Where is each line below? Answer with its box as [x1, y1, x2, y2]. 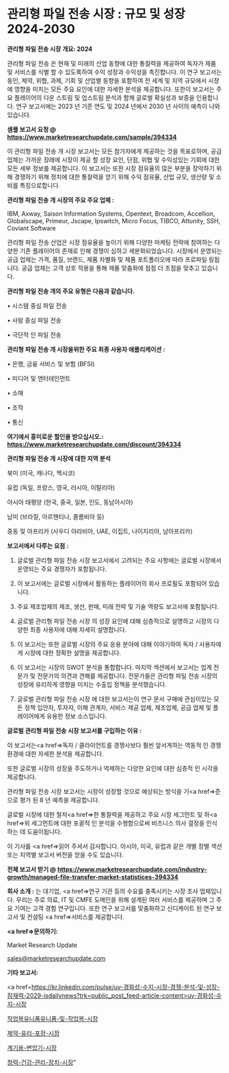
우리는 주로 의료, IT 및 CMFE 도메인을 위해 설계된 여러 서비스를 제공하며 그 [16, 895, 215, 904]
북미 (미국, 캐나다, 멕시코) [7, 468, 75, 477]
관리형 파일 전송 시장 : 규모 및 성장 [7, 6, 186, 22]
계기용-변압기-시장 [7, 1044, 57, 1052]
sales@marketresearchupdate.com [7, 954, 106, 962]
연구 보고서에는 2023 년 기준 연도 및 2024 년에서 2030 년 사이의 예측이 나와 [16, 102, 221, 110]
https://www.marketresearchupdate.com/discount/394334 [7, 440, 181, 449]
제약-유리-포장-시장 [7, 1028, 60, 1037]
